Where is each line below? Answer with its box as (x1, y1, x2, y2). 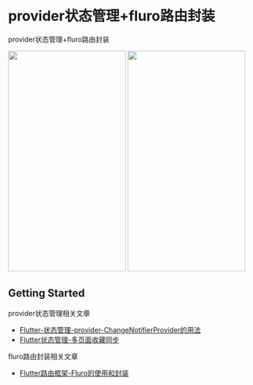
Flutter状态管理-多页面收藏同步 (19, 335, 120, 344)
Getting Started (8, 287, 85, 300)
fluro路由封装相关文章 (8, 351, 78, 361)
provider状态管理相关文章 (8, 308, 90, 318)
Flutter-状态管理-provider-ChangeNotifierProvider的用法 (19, 325, 201, 334)
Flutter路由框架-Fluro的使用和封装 (19, 368, 129, 377)
